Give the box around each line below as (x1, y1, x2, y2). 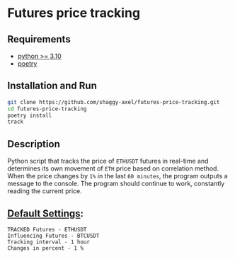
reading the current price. (7, 187, 83, 195)
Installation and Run (7, 80, 98, 92)
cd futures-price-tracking (7, 105, 87, 113)
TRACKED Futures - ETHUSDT (7, 226, 87, 233)
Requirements (7, 33, 71, 45)
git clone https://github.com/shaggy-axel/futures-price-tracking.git (7, 98, 220, 105)
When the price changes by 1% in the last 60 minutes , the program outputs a (7, 172, 228, 180)
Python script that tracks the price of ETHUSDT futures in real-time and (7, 157, 209, 166)
